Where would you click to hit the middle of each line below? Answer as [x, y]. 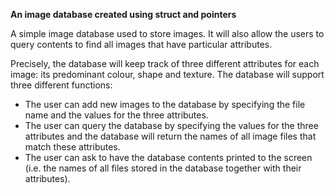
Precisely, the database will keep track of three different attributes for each [165, 63]
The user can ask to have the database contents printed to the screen [168, 157]
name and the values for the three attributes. [116, 115]
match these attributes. [72, 147]
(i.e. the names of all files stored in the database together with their [163, 168]
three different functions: [61, 85]
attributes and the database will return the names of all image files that [170, 136]
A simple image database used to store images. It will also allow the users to [167, 33]
